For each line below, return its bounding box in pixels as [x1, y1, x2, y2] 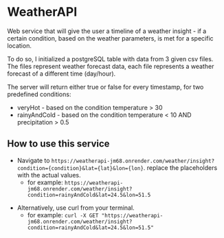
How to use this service [7, 138, 110, 150]
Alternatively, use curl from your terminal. [16, 204, 135, 212]
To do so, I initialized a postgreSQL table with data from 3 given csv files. [7, 54, 214, 63]
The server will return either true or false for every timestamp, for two [7, 83, 204, 91]
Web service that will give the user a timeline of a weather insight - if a [7, 27, 207, 35]
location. [7, 41, 32, 50]
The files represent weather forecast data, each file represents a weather [7, 62, 214, 70]
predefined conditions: [7, 90, 71, 98]
